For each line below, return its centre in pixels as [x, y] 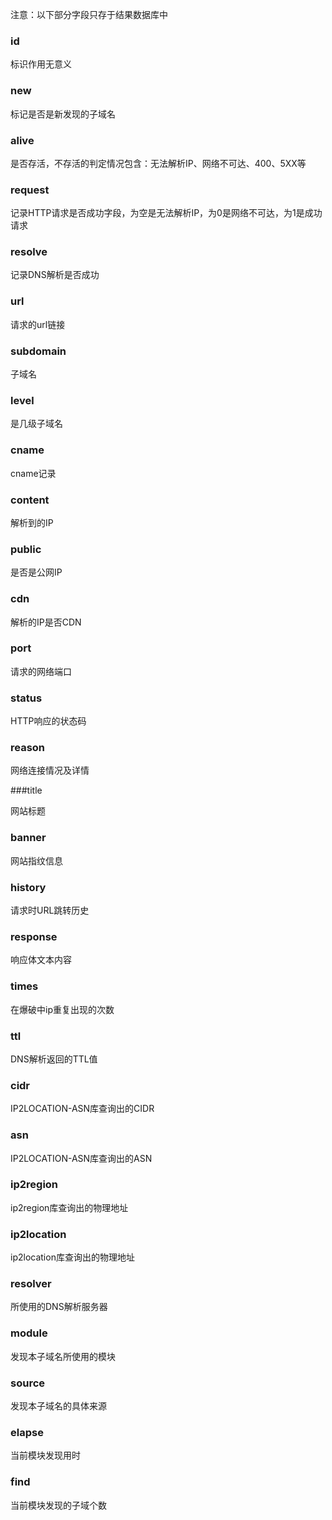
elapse [27, 1432]
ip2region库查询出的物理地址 [69, 1207]
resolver [31, 1284]
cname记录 [33, 473]
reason [28, 748]
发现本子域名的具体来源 [58, 1406]
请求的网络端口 [41, 671]
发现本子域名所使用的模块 [63, 1356]
